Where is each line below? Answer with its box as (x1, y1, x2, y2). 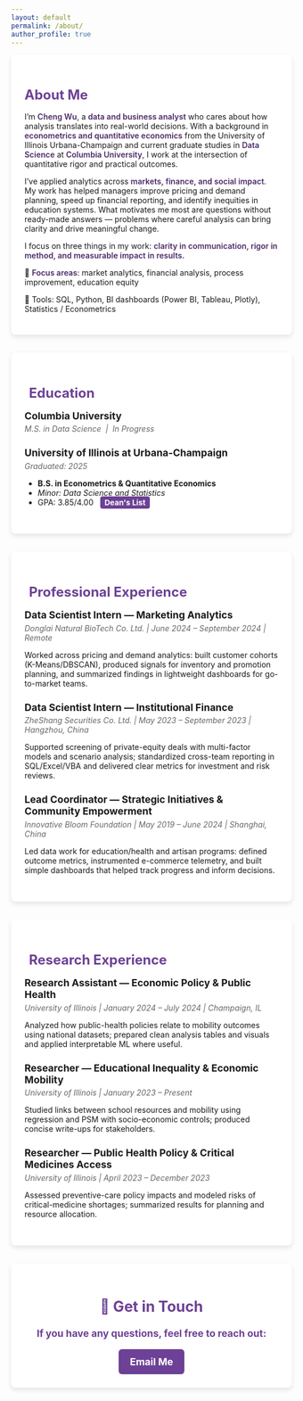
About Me (24, 86, 88, 103)
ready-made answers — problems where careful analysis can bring (24, 213, 272, 224)
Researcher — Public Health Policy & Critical (24, 1147, 235, 1159)
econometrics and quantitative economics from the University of (24, 130, 266, 141)
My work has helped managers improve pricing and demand (24, 185, 246, 196)
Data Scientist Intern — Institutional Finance (24, 701, 233, 713)
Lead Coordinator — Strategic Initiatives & (24, 793, 224, 806)
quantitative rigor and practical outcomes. (24, 158, 178, 169)
